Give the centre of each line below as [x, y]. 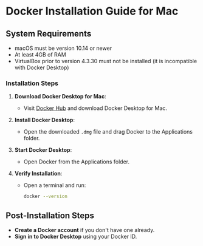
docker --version [46, 196]
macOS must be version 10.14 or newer [63, 48]
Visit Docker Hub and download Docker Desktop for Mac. [95, 108]
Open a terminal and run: [55, 185]
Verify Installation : [38, 174]
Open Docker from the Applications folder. [77, 162]
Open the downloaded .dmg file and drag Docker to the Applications [108, 132]
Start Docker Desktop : [43, 150]
